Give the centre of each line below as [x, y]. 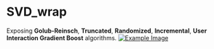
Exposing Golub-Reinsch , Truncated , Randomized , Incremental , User [107, 31]
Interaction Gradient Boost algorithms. [62, 37]
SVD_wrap [37, 12]
